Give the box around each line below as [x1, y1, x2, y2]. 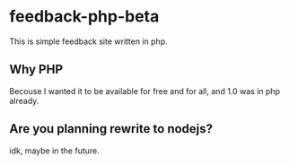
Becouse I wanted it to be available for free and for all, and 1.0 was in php [9, 85, 281, 96]
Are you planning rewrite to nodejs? [9, 121, 214, 136]
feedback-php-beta [9, 6, 160, 27]
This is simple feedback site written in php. [9, 36, 168, 47]
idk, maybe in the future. [9, 145, 101, 156]
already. [9, 95, 39, 106]
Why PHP [9, 62, 64, 77]
